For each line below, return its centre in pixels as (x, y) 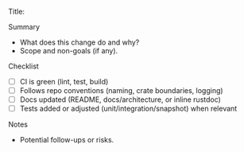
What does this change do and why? (79, 42)
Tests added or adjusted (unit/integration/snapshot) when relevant (128, 109)
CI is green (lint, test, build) (64, 82)
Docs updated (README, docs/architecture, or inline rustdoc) (120, 99)
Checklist (24, 66)
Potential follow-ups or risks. (67, 140)
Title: (17, 12)
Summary (24, 27)
